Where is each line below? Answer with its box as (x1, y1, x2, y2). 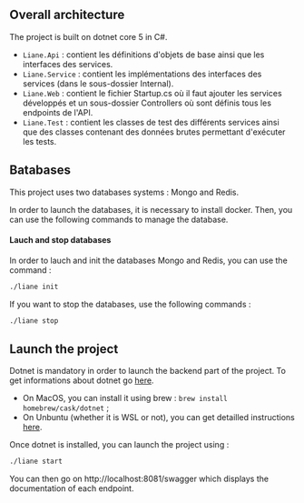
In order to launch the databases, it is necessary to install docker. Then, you (9, 204, 293, 215)
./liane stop (9, 316, 59, 326)
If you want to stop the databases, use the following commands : (9, 298, 251, 309)
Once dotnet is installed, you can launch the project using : (9, 439, 230, 450)
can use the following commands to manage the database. (9, 214, 229, 225)
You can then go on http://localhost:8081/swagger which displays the (9, 473, 270, 485)
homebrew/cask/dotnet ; (22, 402, 110, 413)
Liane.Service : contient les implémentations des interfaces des (22, 68, 262, 79)
